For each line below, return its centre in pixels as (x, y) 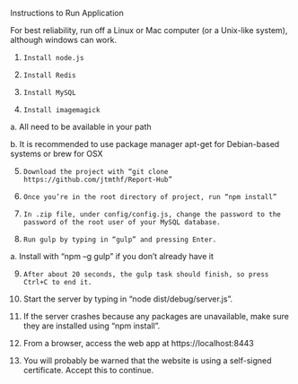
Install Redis (49, 75)
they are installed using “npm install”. (92, 326)
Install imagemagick (61, 110)
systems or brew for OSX (57, 153)
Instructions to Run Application (67, 13)
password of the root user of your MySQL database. (122, 223)
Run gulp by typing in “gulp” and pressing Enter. (120, 240)
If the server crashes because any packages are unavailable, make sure (156, 316)
